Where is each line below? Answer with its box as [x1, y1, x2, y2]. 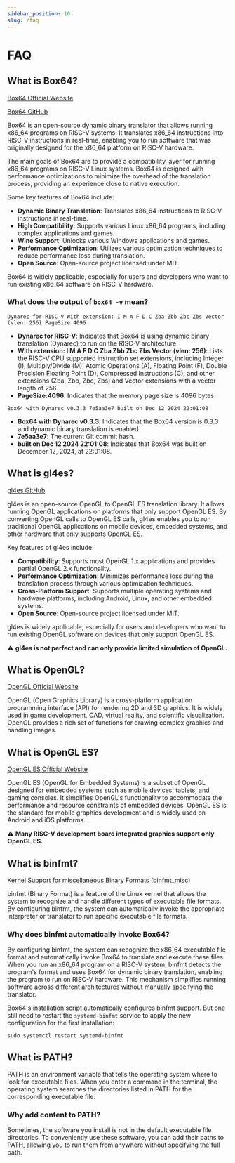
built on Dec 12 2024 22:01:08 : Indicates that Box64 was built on [17, 440, 207, 448]
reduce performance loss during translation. [17, 251, 145, 260]
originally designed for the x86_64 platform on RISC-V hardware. [7, 143, 194, 152]
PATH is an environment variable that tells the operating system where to [7, 1070, 217, 1079]
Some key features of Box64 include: [7, 192, 114, 201]
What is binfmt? [7, 858, 79, 869]
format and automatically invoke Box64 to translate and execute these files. [7, 953, 225, 961]
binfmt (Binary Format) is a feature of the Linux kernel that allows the [7, 890, 206, 898]
